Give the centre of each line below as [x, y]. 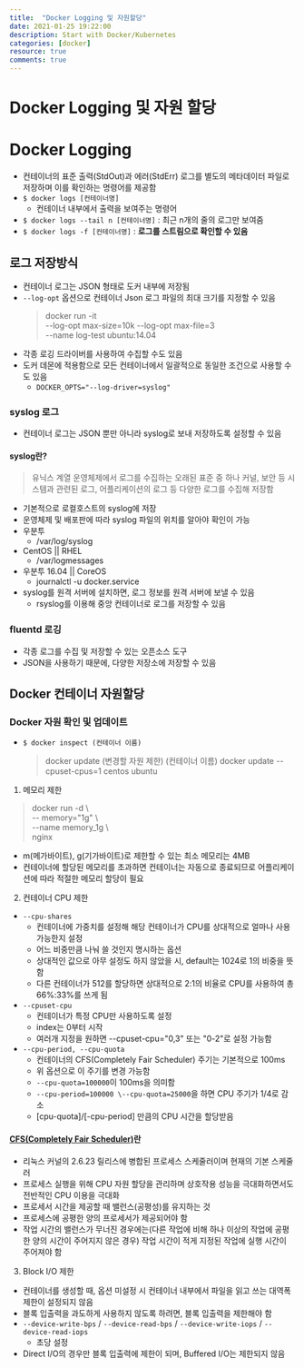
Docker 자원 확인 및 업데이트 [69, 722]
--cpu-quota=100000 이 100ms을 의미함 [105, 1083]
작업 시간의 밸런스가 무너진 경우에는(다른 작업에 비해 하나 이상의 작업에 [147, 1229]
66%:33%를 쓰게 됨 [72, 995]
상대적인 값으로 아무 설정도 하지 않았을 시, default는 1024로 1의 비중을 [160, 961]
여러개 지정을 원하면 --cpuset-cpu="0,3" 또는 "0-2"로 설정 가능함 [154, 1039]
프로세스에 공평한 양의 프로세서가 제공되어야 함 [105, 1217]
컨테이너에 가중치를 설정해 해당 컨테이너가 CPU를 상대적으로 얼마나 [155, 927]
